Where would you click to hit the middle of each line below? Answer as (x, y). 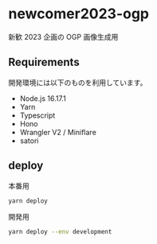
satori (29, 141)
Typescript (37, 115)
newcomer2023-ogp (79, 14)
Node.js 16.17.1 (43, 98)
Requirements (44, 62)
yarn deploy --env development (60, 232)
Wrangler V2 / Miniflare (58, 132)
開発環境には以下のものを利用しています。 (78, 82)
